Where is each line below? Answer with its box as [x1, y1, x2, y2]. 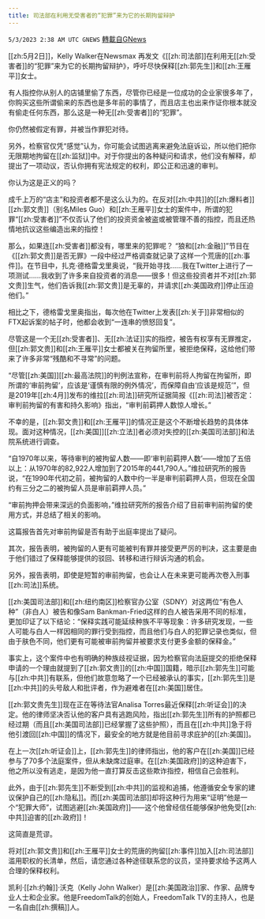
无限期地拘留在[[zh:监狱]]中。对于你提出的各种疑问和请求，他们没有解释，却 [8, 151, 256, 161]
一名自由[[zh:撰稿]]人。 [8, 902, 84, 912]
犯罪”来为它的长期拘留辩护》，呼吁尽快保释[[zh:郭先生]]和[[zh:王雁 [36, 61, 252, 70]
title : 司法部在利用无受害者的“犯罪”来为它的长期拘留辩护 [8, 11, 175, 20]
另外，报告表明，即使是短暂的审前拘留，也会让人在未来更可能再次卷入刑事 [8, 570, 250, 580]
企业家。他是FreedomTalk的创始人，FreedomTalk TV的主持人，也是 [35, 892, 255, 902]
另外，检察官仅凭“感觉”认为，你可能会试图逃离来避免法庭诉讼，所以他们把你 [8, 141, 256, 150]
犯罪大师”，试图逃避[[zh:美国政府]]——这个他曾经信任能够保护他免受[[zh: [18, 802, 257, 811]
